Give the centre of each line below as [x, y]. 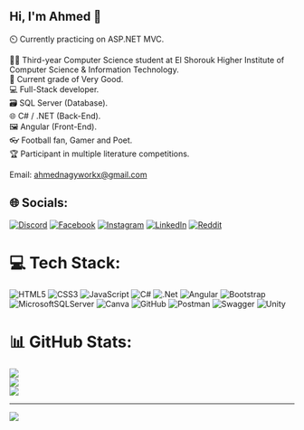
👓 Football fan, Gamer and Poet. [71, 140]
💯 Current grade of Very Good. [66, 79]
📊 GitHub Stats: [71, 342]
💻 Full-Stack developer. [54, 89]
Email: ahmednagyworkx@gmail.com [78, 174]
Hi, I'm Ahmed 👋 [56, 17]
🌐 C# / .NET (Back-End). [55, 116]
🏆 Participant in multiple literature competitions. [100, 154]
